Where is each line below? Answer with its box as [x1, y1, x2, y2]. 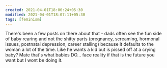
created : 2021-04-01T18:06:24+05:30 [5, 7, 83, 13]
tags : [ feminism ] [5, 17, 42, 22]
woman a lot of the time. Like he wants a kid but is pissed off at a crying [5, 46, 156, 53]
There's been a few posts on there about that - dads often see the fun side [5, 31, 162, 37]
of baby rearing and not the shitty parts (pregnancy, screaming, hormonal [5, 36, 160, 42]
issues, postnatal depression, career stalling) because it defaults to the [5, 41, 154, 47]
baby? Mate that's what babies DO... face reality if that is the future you [5, 52, 155, 58]
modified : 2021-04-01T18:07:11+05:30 [5, 12, 86, 17]
